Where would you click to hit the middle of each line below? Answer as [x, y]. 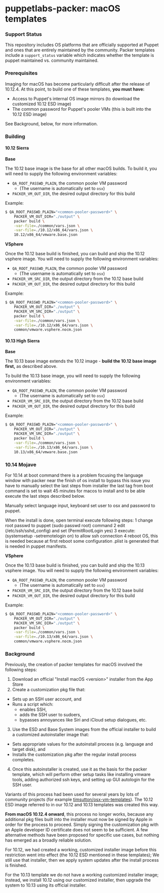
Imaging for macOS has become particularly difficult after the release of [78, 84]
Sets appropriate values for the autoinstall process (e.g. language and [82, 744]
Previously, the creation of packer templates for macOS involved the [74, 665]
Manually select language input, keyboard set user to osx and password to [80, 506]
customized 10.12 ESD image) [42, 104]
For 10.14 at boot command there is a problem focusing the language [74, 475]
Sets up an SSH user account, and [47, 699]
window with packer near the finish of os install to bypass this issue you [78, 480]
